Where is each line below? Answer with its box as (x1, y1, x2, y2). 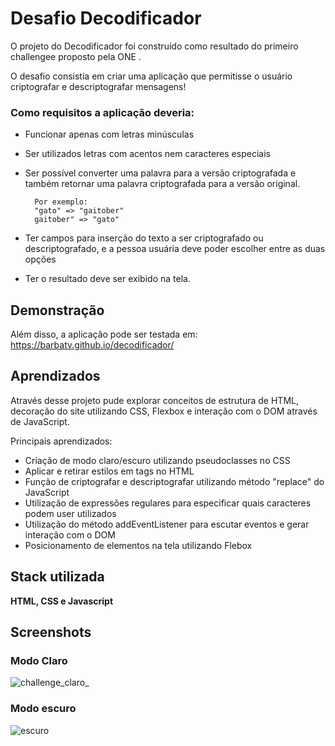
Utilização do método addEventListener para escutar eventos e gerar (24, 518, 310, 530)
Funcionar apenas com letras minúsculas (24, 128, 195, 141)
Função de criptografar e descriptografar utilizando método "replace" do (24, 475, 325, 487)
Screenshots (10, 624, 92, 641)
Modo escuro (10, 702, 77, 716)
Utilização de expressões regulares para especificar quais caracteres (24, 497, 312, 509)
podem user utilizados (24, 507, 117, 519)
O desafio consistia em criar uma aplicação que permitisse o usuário (10, 70, 293, 82)
